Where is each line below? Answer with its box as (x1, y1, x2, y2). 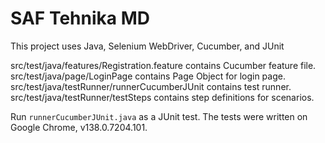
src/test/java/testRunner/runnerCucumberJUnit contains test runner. (10, 80, 292, 92)
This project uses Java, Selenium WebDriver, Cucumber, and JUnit (10, 40, 285, 52)
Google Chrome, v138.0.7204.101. (10, 121, 148, 133)
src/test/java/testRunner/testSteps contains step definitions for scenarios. (10, 91, 315, 103)
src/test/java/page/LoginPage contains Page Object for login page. (10, 70, 286, 82)
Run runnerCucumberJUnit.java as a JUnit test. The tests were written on (10, 110, 308, 122)
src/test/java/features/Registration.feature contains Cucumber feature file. (10, 59, 317, 71)
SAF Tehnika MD (10, 7, 150, 30)
